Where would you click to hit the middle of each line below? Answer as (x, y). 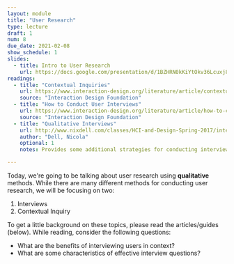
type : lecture (28, 26)
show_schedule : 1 (32, 53)
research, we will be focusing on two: (61, 190)
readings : (22, 78)
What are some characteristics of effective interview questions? (109, 253)
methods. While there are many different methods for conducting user (108, 183)
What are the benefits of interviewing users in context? (96, 246)
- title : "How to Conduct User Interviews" (77, 104)
